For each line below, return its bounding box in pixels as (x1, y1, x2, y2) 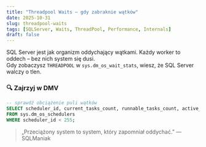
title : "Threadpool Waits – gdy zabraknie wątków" (6, 9, 139, 15)
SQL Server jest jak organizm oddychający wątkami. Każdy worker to (6, 48, 181, 56)
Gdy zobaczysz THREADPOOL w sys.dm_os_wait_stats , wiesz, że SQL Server (6, 62, 194, 69)
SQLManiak (21, 134, 51, 141)
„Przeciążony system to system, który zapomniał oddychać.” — (21, 128, 182, 135)
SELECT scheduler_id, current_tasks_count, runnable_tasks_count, (6, 105, 180, 112)
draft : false (6, 32, 40, 38)
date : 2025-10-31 (6, 15, 51, 21)
